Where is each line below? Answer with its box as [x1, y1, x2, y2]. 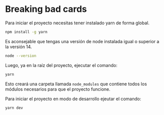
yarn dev [5, 105, 23, 110]
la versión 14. [5, 44, 32, 50]
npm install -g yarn [5, 29, 48, 34]
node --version [5, 53, 37, 58]
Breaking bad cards [5, 3, 87, 15]
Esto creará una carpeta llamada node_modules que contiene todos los [5, 81, 147, 87]
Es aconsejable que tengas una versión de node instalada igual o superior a [5, 38, 160, 44]
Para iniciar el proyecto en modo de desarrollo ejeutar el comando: [5, 96, 141, 102]
